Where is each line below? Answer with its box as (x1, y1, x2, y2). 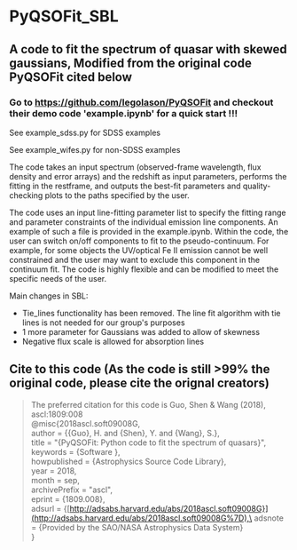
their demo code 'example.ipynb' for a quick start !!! (9, 107, 238, 119)
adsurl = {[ (30, 503, 70, 514)
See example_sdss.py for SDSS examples (9, 127, 161, 138)
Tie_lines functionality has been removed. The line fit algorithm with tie (21, 307, 281, 318)
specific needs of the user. (9, 273, 107, 283)
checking (9, 189, 43, 201)
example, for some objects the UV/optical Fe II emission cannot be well (9, 244, 269, 255)
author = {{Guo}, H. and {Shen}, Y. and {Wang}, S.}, (30, 427, 220, 438)
